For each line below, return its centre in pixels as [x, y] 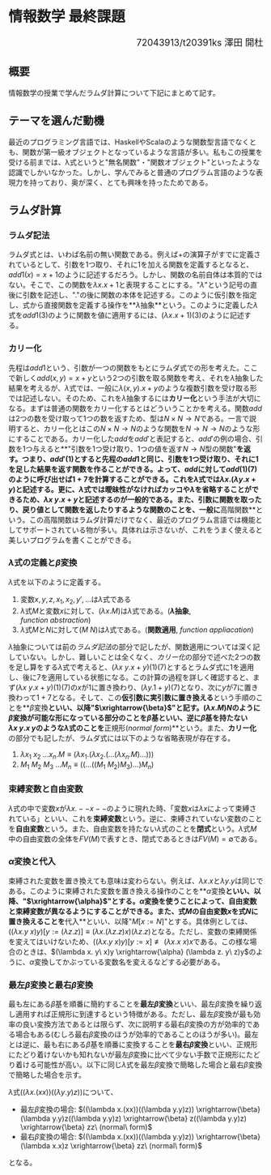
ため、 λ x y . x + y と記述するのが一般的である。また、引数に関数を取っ [138, 499]
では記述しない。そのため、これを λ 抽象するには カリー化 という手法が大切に [135, 398]
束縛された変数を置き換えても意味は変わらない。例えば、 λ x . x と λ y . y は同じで [136, 881]
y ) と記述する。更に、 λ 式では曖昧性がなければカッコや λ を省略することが [130, 489]
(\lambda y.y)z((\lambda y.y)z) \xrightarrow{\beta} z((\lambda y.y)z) [133, 1118]
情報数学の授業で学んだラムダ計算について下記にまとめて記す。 [114, 92]
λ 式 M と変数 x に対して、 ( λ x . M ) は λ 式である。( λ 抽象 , [106, 611]
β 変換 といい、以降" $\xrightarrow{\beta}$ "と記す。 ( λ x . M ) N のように [145, 707]
